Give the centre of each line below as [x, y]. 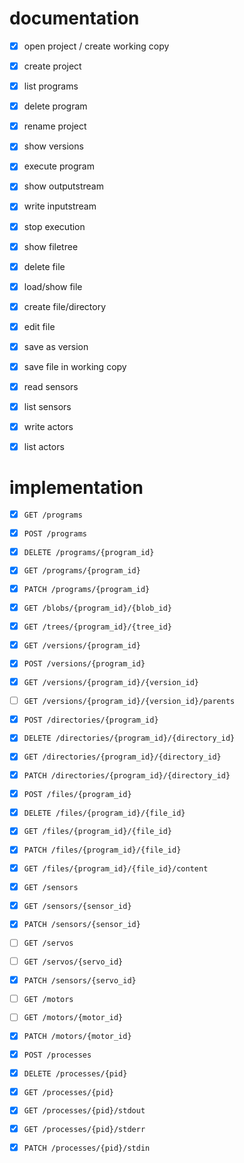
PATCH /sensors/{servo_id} [80, 980]
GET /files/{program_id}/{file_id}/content [116, 869]
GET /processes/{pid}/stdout [84, 1111]
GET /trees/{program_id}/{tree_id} [98, 627]
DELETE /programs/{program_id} [89, 552]
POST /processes [57, 1055]
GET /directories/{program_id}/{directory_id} [122, 757]
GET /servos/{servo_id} [73, 962]
